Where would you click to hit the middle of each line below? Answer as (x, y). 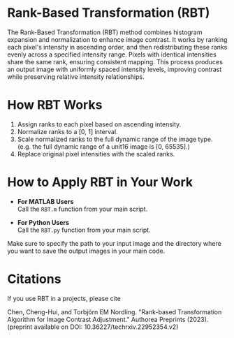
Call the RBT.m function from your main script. (82, 209)
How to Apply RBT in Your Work (100, 182)
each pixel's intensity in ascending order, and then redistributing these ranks (117, 47)
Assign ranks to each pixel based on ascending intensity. (99, 124)
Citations (34, 279)
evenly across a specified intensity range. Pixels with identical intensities (112, 54)
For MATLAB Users (45, 201)
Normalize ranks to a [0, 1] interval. (67, 131)
